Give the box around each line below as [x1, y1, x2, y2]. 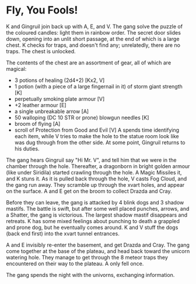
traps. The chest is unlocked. [6, 47, 76, 54]
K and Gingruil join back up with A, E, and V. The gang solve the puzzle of [6, 23, 183, 30]
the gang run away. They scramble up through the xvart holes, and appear [6, 181, 185, 188]
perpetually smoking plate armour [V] [14, 95, 105, 102]
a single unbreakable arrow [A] [14, 108, 89, 115]
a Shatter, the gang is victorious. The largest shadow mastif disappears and [6, 211, 188, 218]
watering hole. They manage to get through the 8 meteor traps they [6, 254, 168, 261]
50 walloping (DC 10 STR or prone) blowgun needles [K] [14, 114, 149, 121]
